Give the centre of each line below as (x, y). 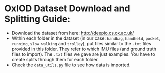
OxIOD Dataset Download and (67, 9)
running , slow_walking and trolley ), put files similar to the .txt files (82, 43)
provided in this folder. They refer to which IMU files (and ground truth (84, 49)
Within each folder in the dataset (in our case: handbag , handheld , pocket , (86, 38)
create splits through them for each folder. (55, 59)
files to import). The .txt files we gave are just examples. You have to (83, 54)
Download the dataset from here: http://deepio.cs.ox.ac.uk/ (73, 33)
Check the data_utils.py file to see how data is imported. (71, 65)
